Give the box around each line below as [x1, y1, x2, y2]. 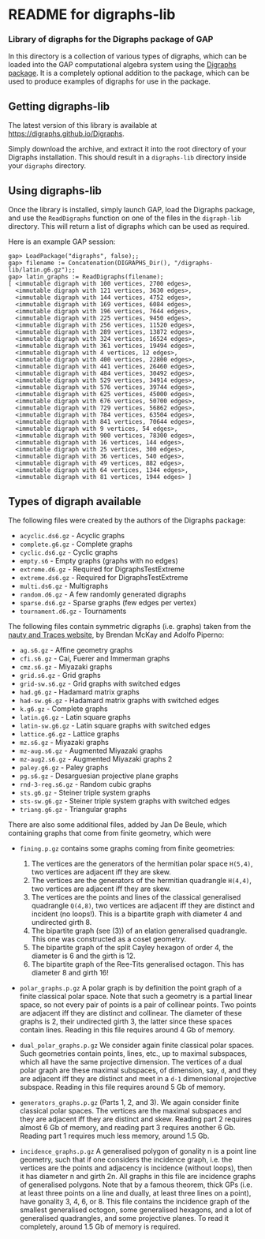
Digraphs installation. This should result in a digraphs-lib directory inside [8, 152, 247, 163]
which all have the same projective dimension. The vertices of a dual [19, 1057, 243, 1066]
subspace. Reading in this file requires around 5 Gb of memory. [19, 1082, 226, 1091]
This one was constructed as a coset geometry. [31, 934, 187, 944]
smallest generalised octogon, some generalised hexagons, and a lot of [19, 1205, 252, 1215]
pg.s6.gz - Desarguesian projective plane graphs [19, 771, 179, 780]
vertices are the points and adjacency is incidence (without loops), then [19, 1162, 252, 1173]
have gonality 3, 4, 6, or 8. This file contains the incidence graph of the [19, 1196, 250, 1206]
